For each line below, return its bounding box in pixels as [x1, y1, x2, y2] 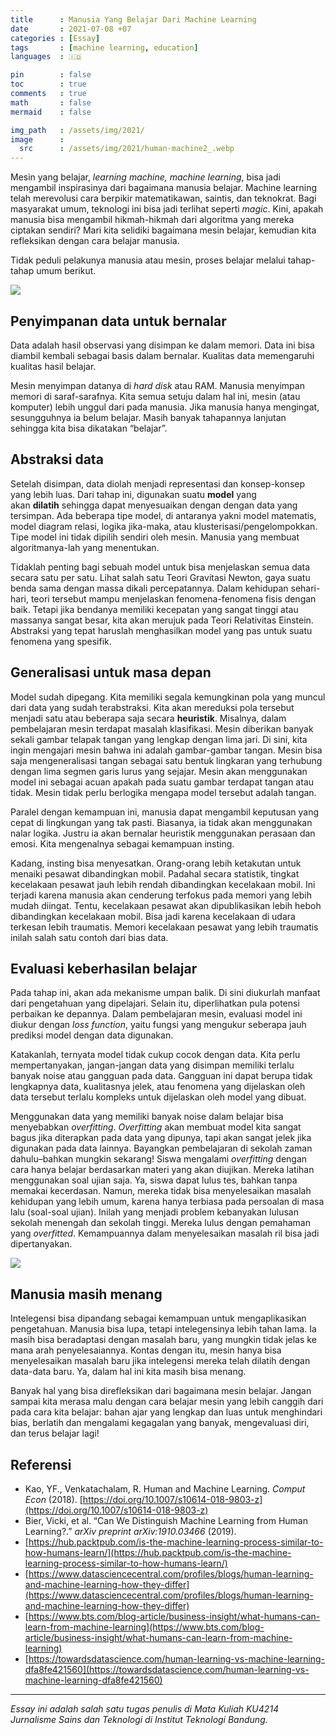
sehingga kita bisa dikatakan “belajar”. [10, 422, 168, 434]
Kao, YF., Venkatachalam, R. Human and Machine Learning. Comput [24, 1483, 306, 1495]
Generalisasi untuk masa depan [10, 664, 212, 681]
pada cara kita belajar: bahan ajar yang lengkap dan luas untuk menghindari [10, 1406, 323, 1418]
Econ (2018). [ [24, 1494, 83, 1505]
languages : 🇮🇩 [10, 52, 83, 62]
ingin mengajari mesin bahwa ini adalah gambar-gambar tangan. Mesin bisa [10, 744, 323, 756]
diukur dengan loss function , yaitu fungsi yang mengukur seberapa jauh [10, 1019, 307, 1031]
